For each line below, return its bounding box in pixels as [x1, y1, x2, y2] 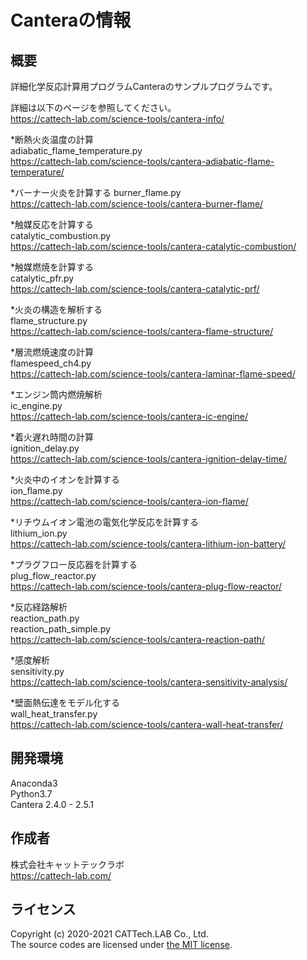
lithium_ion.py [10, 527, 68, 539]
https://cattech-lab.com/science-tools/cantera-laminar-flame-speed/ [10, 368, 296, 380]
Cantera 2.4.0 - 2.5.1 [10, 798, 94, 810]
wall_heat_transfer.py [10, 708, 98, 720]
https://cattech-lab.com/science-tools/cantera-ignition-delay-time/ [10, 453, 287, 465]
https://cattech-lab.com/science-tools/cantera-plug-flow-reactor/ [10, 581, 283, 592]
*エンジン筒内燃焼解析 [10, 389, 103, 400]
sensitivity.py [10, 666, 65, 677]
